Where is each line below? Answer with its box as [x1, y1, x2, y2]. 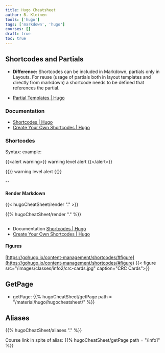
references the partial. [12, 85, 60, 91]
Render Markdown [5, 190, 45, 196]
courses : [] [5, 27, 31, 32]
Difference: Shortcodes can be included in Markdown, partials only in [12, 68, 160, 75]
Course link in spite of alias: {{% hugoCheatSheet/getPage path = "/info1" [5, 337, 160, 343]
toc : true [5, 36, 27, 41]
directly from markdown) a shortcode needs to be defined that [12, 79, 145, 85]
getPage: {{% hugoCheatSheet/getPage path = [12, 293, 112, 299]
